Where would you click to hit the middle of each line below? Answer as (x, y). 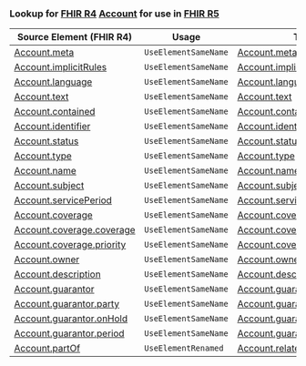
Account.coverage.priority (70, 245)
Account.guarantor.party (67, 304)
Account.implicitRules (61, 67)
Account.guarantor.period (69, 333)
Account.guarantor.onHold (71, 319)
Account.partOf (47, 349)
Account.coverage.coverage (75, 230)
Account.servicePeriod (63, 200)
